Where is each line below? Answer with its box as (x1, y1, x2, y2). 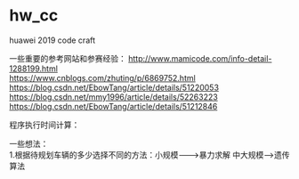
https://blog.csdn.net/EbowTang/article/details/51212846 (9, 101, 218, 111)
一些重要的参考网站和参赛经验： (9, 53, 126, 63)
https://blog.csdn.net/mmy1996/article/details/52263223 (9, 91, 218, 102)
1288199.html (9, 63, 58, 74)
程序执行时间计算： (9, 119, 80, 130)
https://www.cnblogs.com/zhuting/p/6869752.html (9, 72, 196, 83)
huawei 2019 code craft (9, 35, 96, 45)
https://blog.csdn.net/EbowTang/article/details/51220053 (9, 82, 220, 93)
